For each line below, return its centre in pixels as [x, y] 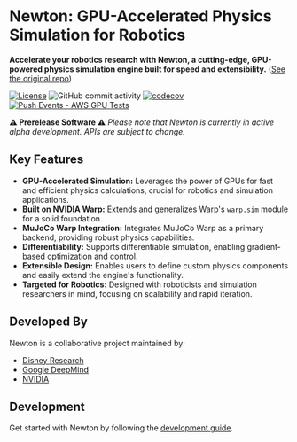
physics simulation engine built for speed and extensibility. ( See [165, 69]
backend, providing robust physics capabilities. [108, 237]
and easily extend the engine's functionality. [103, 275]
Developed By [49, 322]
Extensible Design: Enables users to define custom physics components [155, 265]
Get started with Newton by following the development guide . [121, 428]
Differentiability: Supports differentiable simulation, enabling [133, 246]
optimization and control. [93, 256]
